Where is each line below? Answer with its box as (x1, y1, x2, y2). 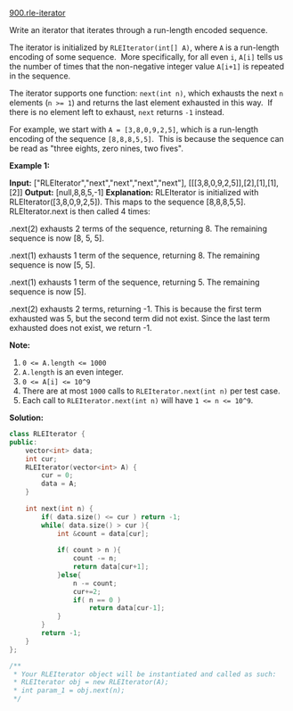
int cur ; (25, 454, 58, 463)
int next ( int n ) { (25, 504, 94, 513)
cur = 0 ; (41, 471, 74, 480)
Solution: (9, 412, 45, 423)
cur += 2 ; (72, 587, 102, 596)
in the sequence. (9, 70, 71, 81)
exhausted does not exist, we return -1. (9, 323, 153, 333)
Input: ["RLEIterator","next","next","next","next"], (9, 178, 187, 188)
